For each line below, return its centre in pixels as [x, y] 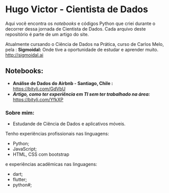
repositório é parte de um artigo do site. [47, 34]
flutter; [20, 180]
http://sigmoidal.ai [24, 55]
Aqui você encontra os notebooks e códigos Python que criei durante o [80, 23]
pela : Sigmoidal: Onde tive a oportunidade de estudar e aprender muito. [82, 49]
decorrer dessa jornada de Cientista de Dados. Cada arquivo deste [76, 29]
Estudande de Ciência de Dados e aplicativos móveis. [69, 124]
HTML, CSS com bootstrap [41, 154]
